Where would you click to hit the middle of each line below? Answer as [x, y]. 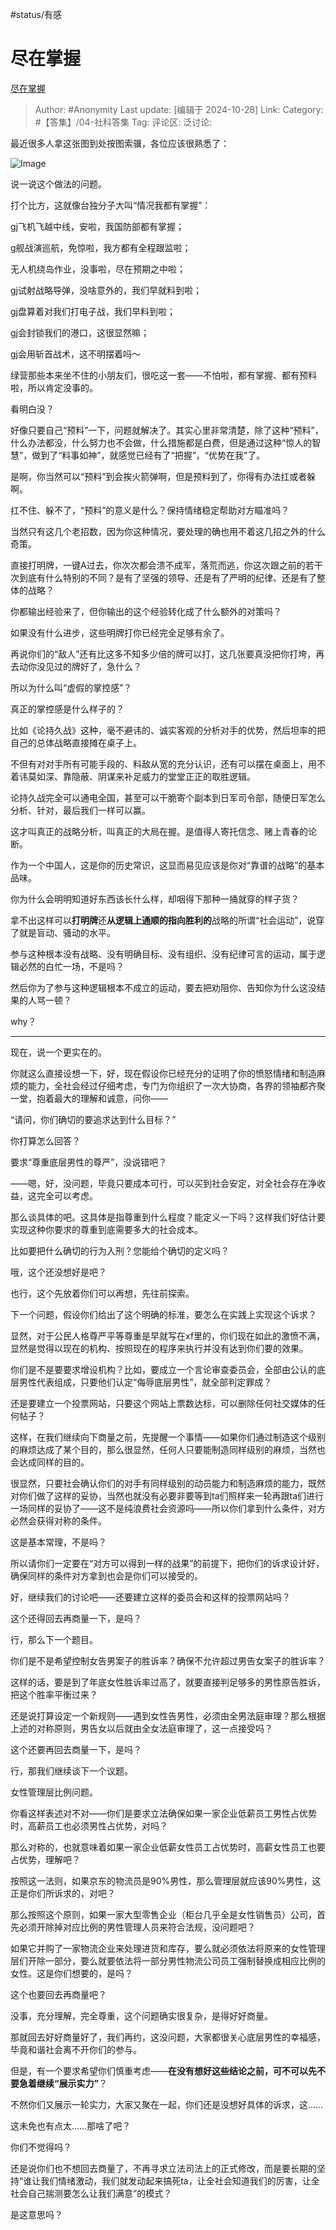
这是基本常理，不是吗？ [58, 1542]
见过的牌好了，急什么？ [93, 666]
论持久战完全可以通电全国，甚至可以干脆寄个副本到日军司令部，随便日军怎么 [168, 797]
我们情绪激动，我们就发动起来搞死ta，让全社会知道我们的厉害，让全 [180, 2180]
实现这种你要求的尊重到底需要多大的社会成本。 [106, 1229]
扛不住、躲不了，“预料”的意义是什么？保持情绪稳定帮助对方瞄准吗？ [150, 510]
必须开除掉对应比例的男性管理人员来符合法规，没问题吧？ [137, 1927]
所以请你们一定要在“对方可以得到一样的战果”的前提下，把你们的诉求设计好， [167, 1563]
